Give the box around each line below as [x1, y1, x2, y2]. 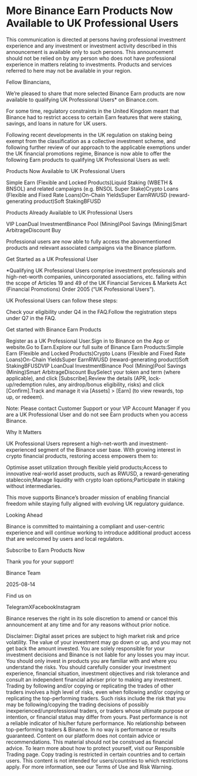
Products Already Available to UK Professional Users [6, 209, 133, 216]
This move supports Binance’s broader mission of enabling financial [6, 494, 170, 501]
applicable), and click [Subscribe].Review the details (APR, [6, 374, 148, 382]
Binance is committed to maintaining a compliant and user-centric [6, 523, 165, 530]
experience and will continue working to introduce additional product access [6, 529, 191, 536]
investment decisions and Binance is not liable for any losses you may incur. [6, 651, 190, 658]
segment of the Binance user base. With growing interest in [38, 446, 181, 453]
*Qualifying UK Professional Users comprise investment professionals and [6, 267, 186, 274]
